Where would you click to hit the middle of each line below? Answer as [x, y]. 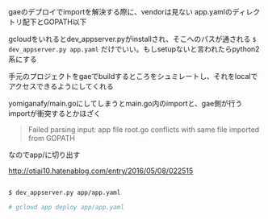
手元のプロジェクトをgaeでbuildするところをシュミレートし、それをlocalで [133, 76]
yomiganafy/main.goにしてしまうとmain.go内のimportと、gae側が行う [126, 103]
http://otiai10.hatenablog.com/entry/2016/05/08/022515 [101, 171]
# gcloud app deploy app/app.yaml [67, 207]
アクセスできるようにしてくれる [61, 86]
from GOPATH [51, 138]
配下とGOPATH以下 [54, 22]
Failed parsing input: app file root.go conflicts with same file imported [144, 130]
